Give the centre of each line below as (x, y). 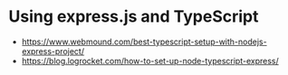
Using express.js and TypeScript (134, 17)
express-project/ (53, 51)
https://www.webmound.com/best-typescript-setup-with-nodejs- (144, 42)
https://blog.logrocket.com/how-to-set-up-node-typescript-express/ (150, 61)
